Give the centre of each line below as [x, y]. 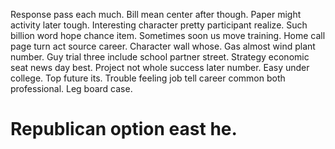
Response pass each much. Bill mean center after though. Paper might [156, 14]
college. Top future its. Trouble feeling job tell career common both [148, 78]
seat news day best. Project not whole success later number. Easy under [160, 67]
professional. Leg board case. [71, 88]
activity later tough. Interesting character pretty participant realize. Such [159, 25]
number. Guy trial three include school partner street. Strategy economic [160, 57]
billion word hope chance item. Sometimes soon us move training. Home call [168, 35]
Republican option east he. [124, 129]
